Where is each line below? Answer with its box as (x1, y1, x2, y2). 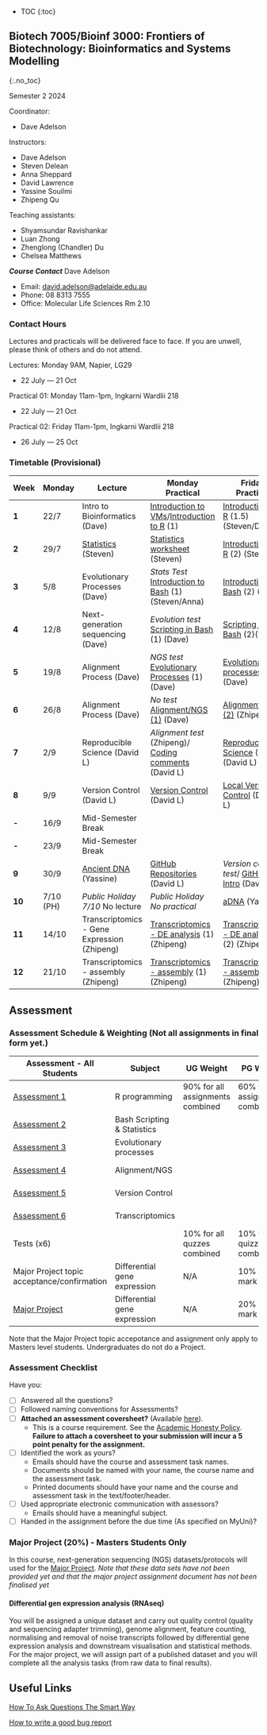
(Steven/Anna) (150, 596, 204, 607)
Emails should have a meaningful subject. (32, 1508, 169, 1517)
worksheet (150, 543, 190, 555)
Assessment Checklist (9, 1362, 98, 1374)
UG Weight (185, 1063, 228, 1074)
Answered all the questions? (20, 1396, 113, 1405)
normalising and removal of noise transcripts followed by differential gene (9, 1633, 250, 1643)
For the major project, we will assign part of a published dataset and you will (9, 1650, 258, 1660)
